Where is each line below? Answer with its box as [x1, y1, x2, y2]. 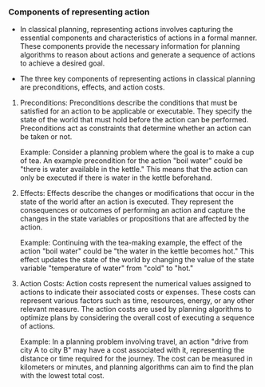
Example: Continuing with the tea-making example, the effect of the [19, 238, 243, 248]
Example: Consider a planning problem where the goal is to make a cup [19, 147, 255, 158]
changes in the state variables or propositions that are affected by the [19, 214, 250, 224]
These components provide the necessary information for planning [19, 42, 241, 51]
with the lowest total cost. [19, 371, 105, 381]
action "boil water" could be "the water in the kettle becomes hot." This [19, 246, 255, 256]
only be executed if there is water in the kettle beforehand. [19, 173, 213, 182]
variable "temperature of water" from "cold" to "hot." [19, 263, 194, 273]
